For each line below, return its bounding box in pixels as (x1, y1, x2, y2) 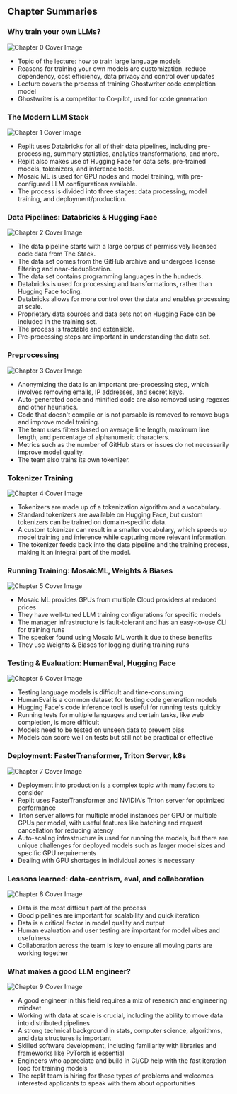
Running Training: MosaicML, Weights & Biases (7, 565, 173, 575)
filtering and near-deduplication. (17, 265, 112, 273)
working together (17, 949, 69, 957)
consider (17, 788, 44, 796)
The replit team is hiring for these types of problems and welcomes (17, 1071, 214, 1080)
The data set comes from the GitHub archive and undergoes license (17, 257, 216, 266)
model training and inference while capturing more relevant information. (17, 533, 228, 541)
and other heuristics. (17, 402, 79, 411)
